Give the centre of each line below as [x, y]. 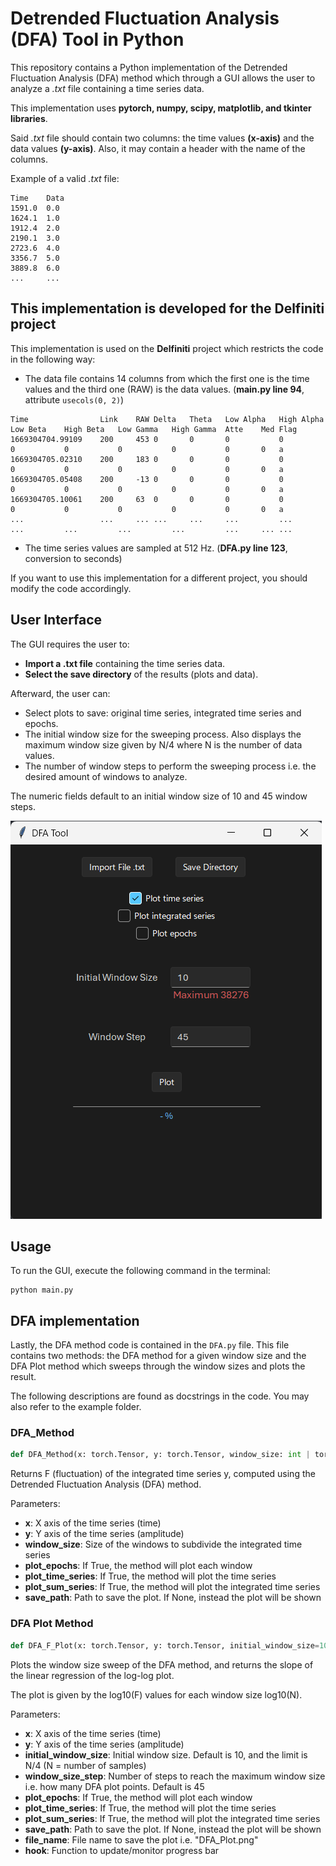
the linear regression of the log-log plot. [92, 1675]
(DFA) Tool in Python [97, 39]
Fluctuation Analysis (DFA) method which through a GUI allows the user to [163, 78]
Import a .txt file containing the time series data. [125, 663]
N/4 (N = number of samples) [85, 1765]
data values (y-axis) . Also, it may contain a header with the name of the [158, 148]
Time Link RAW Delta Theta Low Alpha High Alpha [167, 419]
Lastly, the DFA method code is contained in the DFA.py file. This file [150, 1345]
